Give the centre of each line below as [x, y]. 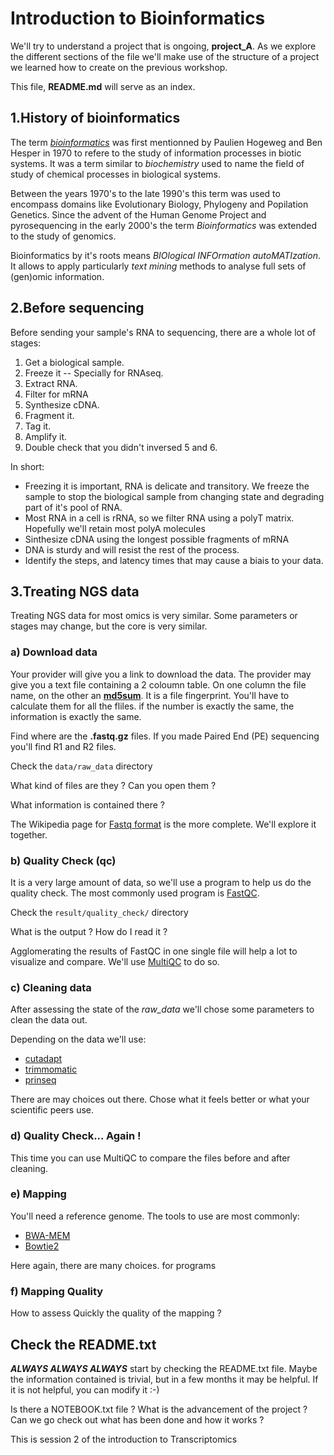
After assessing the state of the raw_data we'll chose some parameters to [162, 1009]
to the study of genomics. [63, 236]
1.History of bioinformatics [95, 118]
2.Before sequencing [77, 308]
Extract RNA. [51, 383]
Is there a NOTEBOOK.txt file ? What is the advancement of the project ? [159, 1409]
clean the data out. [49, 1020]
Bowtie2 [42, 1246]
